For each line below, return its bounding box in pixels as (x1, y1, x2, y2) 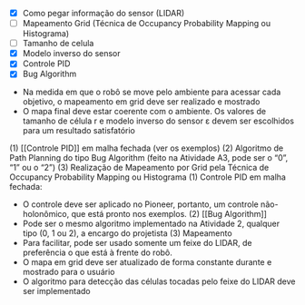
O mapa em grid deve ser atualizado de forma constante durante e (22, 257, 272, 268)
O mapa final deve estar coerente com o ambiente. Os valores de (22, 106, 266, 117)
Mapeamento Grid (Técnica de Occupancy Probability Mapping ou (22, 18, 271, 29)
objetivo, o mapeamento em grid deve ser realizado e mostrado (22, 96, 261, 107)
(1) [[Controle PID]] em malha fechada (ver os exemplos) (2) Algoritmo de (9, 143, 284, 153)
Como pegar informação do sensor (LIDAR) (22, 8, 185, 18)
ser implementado (22, 286, 91, 297)
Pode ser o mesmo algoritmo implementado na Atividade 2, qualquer (22, 218, 280, 230)
